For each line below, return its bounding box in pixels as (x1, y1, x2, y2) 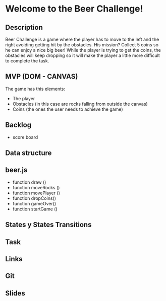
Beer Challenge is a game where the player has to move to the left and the (5, 36, 159, 42)
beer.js (5, 166, 28, 174)
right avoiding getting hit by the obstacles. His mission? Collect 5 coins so (5, 42, 159, 48)
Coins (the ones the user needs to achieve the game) (12, 106, 123, 112)
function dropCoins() (12, 195, 57, 201)
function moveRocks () (12, 184, 60, 190)
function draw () (12, 179, 46, 185)
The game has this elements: (5, 86, 66, 92)
